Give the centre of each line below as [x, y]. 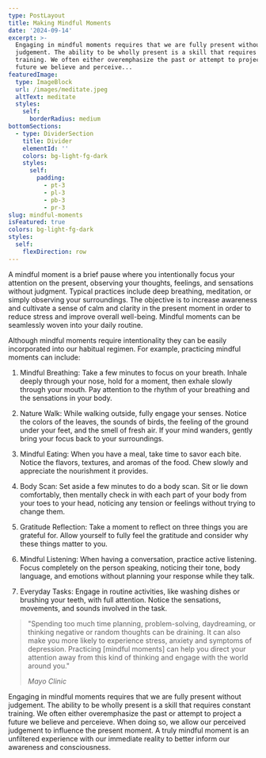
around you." [48, 666]
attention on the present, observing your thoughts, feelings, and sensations [131, 283]
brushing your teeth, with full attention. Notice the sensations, [120, 599]
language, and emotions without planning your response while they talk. [137, 575]
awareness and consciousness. [59, 747]
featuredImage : [33, 75]
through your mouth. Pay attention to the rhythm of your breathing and [135, 389]
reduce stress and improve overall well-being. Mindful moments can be [124, 316]
